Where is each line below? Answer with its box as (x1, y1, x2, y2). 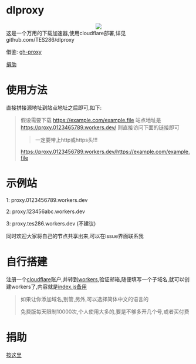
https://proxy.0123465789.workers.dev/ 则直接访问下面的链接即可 (20, 124, 180, 131)
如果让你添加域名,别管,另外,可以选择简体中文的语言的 (20, 295, 148, 302)
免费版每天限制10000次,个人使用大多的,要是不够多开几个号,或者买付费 (20, 308, 190, 315)
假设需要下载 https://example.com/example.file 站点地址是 (20, 116, 161, 123)
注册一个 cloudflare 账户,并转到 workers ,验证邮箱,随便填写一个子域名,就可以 (6, 275, 185, 282)
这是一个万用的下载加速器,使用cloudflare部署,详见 (6, 29, 126, 36)
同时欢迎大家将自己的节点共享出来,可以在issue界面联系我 (6, 232, 144, 240)
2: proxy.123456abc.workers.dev (6, 208, 85, 215)
